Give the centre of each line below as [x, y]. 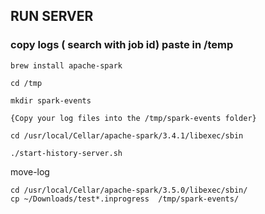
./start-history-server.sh [66, 153]
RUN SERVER [52, 16]
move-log [30, 171]
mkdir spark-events [51, 100]
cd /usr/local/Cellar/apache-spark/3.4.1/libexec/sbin [127, 135]
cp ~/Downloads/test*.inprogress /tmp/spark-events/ [125, 199]
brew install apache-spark [66, 65]
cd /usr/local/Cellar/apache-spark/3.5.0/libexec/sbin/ [129, 190]
